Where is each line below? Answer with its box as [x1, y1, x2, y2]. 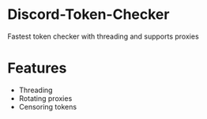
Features [7, 59, 67, 77]
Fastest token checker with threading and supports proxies [7, 32, 199, 41]
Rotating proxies [18, 93, 73, 103]
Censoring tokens [18, 102, 77, 111]
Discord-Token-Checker [7, 6, 170, 24]
